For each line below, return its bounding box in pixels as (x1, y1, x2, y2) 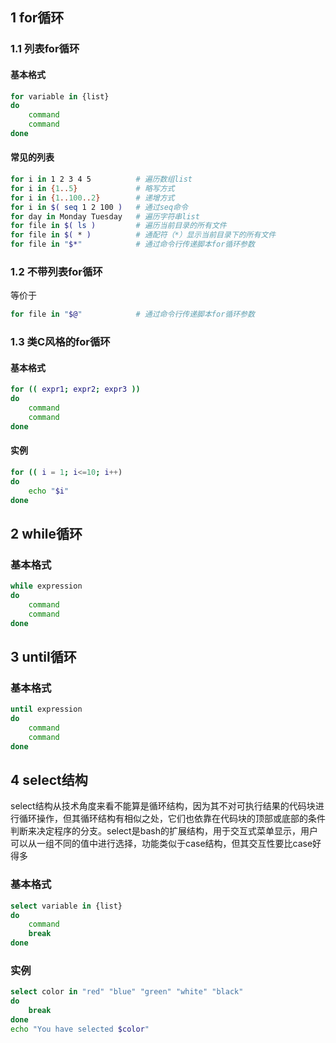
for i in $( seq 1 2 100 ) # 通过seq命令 (10, 202, 188, 212)
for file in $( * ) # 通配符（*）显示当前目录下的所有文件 (10, 230, 277, 240)
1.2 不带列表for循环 (10, 265, 103, 279)
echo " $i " (28, 486, 70, 496)
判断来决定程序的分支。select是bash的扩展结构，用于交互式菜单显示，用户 (10, 825, 318, 837)
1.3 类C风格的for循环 (10, 335, 111, 349)
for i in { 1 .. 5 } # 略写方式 (10, 183, 175, 193)
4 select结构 (10, 771, 88, 788)
